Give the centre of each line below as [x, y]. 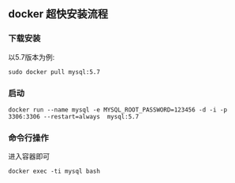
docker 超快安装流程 [58, 14]
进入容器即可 [29, 156]
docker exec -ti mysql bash [54, 171]
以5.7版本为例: [32, 57]
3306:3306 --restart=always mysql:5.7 [74, 116]
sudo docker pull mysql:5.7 [54, 72]
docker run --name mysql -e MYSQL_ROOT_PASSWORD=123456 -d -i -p [117, 110]
